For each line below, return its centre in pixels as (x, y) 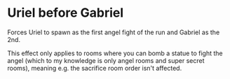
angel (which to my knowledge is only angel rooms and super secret (106, 60)
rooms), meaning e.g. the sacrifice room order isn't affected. (95, 68)
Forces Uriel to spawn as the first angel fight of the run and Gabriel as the (114, 32)
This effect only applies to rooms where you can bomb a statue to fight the (115, 53)
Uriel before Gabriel (66, 13)
